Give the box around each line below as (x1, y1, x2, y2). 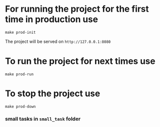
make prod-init (5, 30, 36, 35)
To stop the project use (5, 88, 100, 99)
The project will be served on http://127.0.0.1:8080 (5, 38, 111, 44)
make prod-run (5, 72, 34, 77)
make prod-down (5, 104, 36, 109)
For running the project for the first (5, 3, 149, 15)
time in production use (5, 14, 99, 25)
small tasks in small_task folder (5, 115, 81, 122)
